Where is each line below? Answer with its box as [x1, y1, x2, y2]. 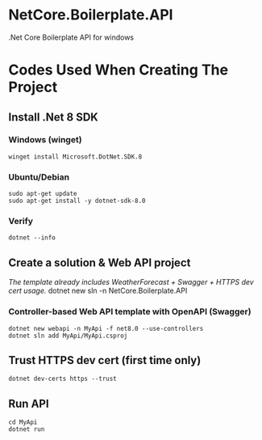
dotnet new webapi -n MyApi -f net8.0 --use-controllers [8, 324, 204, 332]
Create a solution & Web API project [8, 256, 191, 269]
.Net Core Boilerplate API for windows [8, 32, 135, 42]
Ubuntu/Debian [8, 171, 70, 183]
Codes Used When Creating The [8, 61, 228, 79]
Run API [8, 396, 50, 410]
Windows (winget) [8, 134, 82, 146]
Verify [8, 216, 34, 227]
